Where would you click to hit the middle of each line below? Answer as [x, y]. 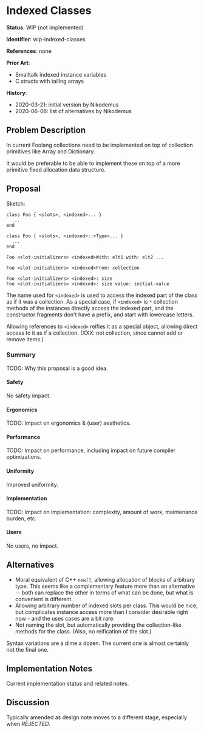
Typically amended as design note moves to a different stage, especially [97, 717]
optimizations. [24, 457]
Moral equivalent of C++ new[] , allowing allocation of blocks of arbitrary [105, 579]
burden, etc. [22, 518]
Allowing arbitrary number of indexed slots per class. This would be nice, [106, 605]
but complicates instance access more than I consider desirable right [101, 612]
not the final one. [28, 649]
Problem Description [46, 131]
